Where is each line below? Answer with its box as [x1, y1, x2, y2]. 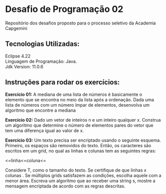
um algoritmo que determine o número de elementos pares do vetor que [5, 122, 154, 128]
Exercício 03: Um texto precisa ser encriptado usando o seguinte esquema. [5, 137, 161, 143]
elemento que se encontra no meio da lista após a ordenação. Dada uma [5, 96, 155, 103]
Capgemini [5, 25, 27, 31]
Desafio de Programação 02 [5, 3, 124, 15]
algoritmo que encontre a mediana [5, 107, 76, 113]
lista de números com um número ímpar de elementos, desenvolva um [5, 102, 150, 108]
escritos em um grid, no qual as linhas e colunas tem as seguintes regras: [5, 148, 156, 154]
